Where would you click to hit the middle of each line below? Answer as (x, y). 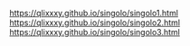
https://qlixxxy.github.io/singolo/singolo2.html (95, 23)
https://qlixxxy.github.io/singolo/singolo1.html (94, 13)
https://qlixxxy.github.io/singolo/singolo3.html (95, 32)
